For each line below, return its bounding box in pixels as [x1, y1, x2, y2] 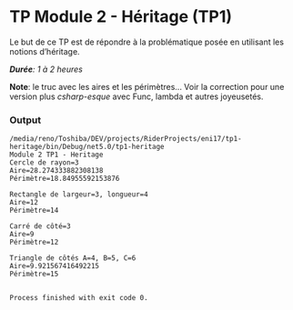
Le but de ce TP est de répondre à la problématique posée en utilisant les [9, 36, 285, 47]
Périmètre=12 [9, 238, 59, 247]
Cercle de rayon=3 [9, 158, 79, 167]
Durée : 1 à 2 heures [9, 64, 84, 75]
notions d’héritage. [9, 45, 80, 56]
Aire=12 [9, 198, 39, 207]
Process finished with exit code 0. [9, 294, 148, 303]
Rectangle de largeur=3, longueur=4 [9, 190, 148, 199]
